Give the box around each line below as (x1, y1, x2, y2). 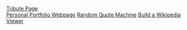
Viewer (6, 18, 24, 24)
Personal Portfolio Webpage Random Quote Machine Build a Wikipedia (6, 11, 181, 18)
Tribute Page (6, 5, 38, 12)
